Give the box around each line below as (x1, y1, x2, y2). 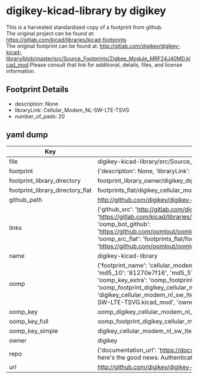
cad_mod (6, 61, 29, 68)
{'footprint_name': (97, 261, 147, 269)
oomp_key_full (9, 317, 49, 325)
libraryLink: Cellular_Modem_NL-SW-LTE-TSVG (14, 106, 130, 113)
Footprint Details (6, 84, 69, 95)
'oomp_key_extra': (97, 276, 148, 284)
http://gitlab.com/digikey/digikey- (99, 42, 181, 50)
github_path (9, 196, 42, 204)
